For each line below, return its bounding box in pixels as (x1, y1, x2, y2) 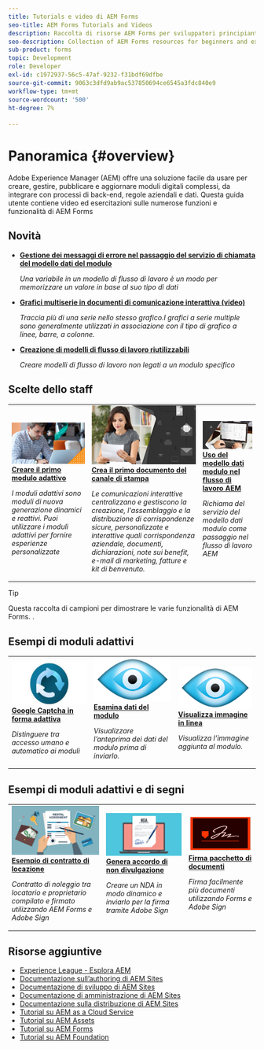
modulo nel (202, 467, 240, 476)
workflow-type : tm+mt (8, 87, 79, 95)
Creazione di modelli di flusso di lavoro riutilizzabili (19, 345, 190, 354)
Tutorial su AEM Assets (19, 1016, 95, 1025)
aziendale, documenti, (91, 539, 163, 549)
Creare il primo (11, 464, 61, 474)
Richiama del (202, 498, 245, 508)
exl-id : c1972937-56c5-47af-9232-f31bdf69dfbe (8, 71, 163, 79)
